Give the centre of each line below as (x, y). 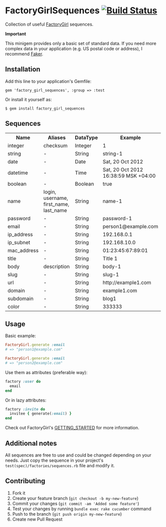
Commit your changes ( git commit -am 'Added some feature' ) (76, 503)
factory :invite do (25, 409)
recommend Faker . (24, 54)
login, (50, 191)
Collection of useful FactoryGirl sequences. (49, 24)
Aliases (57, 137)
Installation (23, 69)
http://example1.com (127, 282)
